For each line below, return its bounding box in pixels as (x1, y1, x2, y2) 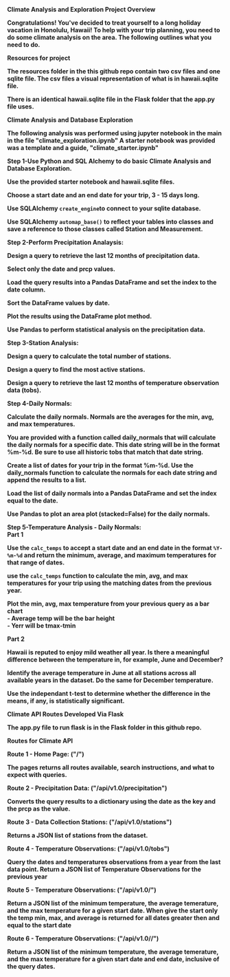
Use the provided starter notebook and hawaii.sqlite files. (7, 177, 175, 186)
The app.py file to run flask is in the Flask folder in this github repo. (7, 723, 202, 732)
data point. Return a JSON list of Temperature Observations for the (7, 865, 201, 873)
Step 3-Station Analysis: (7, 339, 79, 347)
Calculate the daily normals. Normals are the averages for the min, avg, (7, 413, 214, 421)
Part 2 (7, 635, 25, 643)
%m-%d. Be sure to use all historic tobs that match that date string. (7, 448, 204, 456)
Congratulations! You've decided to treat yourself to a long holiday (7, 19, 201, 27)
